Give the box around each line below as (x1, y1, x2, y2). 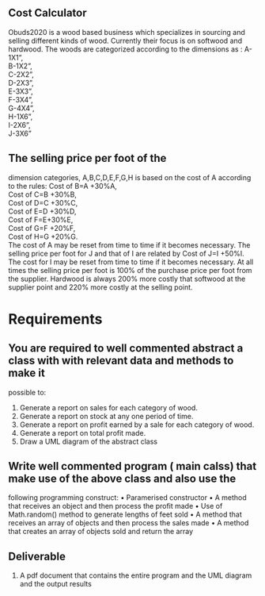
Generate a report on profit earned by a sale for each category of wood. (19, 420, 255, 429)
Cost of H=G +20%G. (8, 232, 78, 241)
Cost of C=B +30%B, (8, 190, 78, 199)
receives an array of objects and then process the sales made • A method (8, 518, 249, 528)
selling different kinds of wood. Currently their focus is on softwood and (8, 36, 243, 45)
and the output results (19, 579, 93, 589)
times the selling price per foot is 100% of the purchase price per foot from (8, 265, 252, 275)
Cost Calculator (8, 6, 87, 20)
